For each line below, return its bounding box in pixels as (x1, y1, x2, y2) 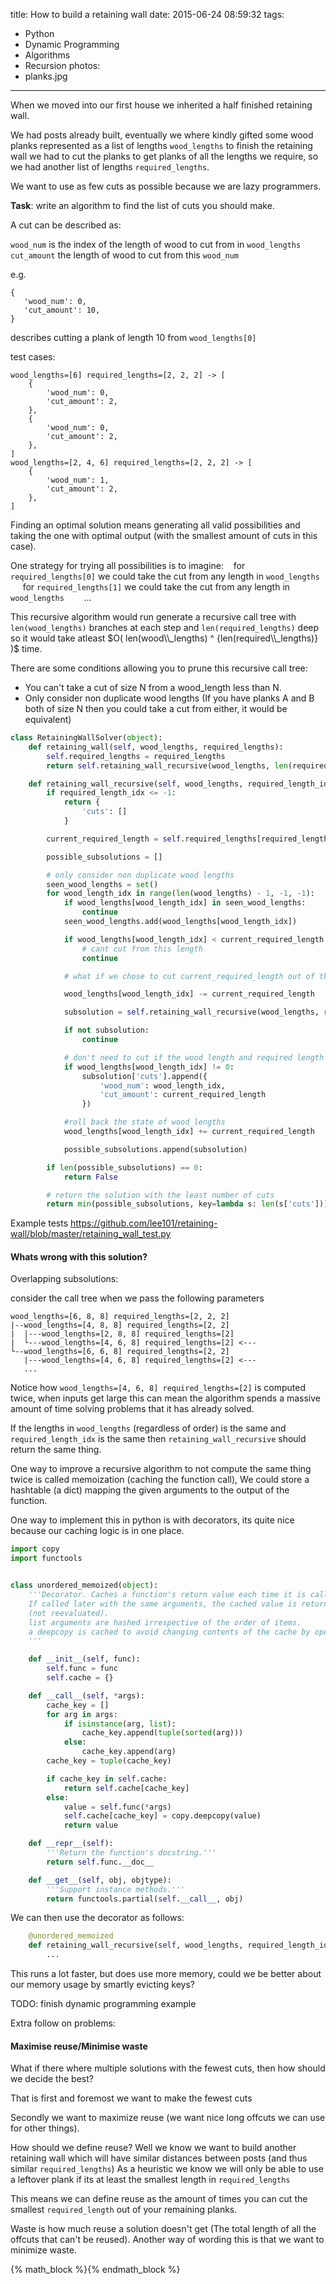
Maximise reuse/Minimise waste (10, 2040, 148, 2052)
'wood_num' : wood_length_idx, (99, 1080, 226, 1091)
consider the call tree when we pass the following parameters (10, 1292, 265, 1304)
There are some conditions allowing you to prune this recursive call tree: (10, 662, 308, 674)
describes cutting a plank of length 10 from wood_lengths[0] (10, 332, 257, 343)
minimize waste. (10, 2244, 77, 2256)
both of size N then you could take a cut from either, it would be (24, 703, 288, 714)
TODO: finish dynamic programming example (10, 1998, 197, 2010)
